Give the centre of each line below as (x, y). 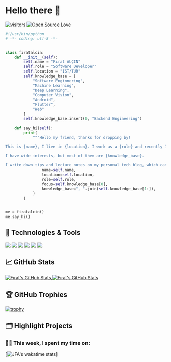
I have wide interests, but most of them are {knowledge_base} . (75, 156)
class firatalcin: (25, 52)
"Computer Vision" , (53, 95)
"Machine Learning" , (54, 86)
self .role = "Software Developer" (60, 67)
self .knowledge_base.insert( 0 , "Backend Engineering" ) (83, 119)
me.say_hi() (18, 217)
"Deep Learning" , (51, 90)
